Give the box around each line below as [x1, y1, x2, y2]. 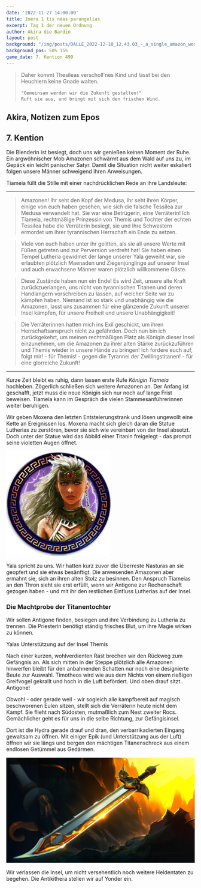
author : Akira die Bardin [6, 29, 71, 35]
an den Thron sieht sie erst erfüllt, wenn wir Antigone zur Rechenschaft [6, 581, 182, 588]
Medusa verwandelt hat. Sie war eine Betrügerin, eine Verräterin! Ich [20, 209, 190, 216]
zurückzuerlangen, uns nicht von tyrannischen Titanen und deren [20, 283, 182, 291]
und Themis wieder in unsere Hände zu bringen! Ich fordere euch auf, [20, 346, 193, 354]
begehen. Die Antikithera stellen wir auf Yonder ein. [6, 875, 133, 883]
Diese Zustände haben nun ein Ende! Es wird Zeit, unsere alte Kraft [20, 277, 186, 285]
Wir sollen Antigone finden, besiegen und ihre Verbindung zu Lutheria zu [6, 616, 186, 624]
